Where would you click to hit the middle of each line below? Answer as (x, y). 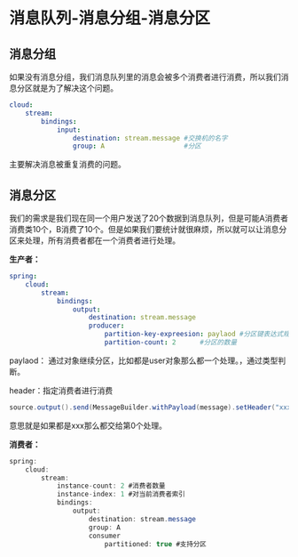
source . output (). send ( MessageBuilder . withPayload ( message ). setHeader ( (142, 407)
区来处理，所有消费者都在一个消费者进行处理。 (94, 240)
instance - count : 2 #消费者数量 (111, 486)
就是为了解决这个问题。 (75, 88)
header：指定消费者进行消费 (61, 390)
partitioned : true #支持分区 (155, 544)
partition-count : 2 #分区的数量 (171, 343)
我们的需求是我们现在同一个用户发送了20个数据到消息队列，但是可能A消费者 (149, 218)
